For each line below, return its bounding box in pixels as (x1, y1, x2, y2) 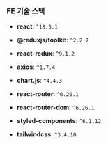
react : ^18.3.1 (16, 22, 59, 31)
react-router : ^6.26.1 (16, 90, 79, 98)
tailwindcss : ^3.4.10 (16, 130, 77, 138)
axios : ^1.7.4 (16, 63, 56, 71)
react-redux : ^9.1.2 (16, 49, 75, 58)
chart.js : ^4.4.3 (16, 77, 63, 85)
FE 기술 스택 (6, 6, 45, 15)
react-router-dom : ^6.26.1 (16, 103, 95, 112)
